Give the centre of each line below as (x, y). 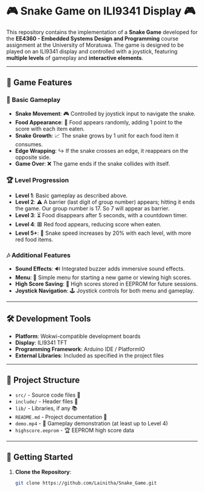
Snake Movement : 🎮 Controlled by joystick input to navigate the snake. (105, 113)
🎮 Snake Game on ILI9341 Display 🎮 (101, 11)
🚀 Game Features (39, 83)
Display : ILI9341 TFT (41, 343)
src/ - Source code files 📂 (48, 395)
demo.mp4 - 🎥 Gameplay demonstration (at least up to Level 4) (91, 423)
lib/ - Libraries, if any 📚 (46, 408)
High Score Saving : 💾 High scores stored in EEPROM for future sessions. (106, 284)
